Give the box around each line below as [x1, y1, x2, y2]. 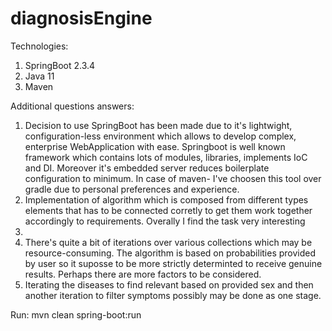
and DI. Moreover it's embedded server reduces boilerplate [24, 162, 270, 174]
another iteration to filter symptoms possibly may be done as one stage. [24, 289, 322, 301]
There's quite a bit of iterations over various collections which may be [24, 236, 313, 248]
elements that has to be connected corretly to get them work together [24, 204, 313, 216]
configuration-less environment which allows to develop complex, [24, 130, 297, 142]
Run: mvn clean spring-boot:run [10, 308, 142, 321]
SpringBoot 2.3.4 [24, 59, 96, 71]
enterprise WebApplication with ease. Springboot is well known [24, 140, 286, 152]
